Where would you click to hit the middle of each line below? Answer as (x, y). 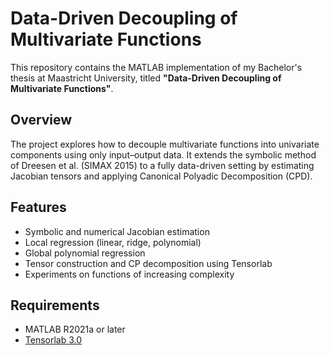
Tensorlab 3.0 (53, 340)
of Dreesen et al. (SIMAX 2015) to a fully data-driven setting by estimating (162, 165)
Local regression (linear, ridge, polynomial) (113, 242)
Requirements (55, 305)
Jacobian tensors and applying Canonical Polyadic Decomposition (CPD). (161, 176)
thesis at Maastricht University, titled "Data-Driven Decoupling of (146, 78)
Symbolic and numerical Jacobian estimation (117, 231)
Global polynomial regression (85, 253)
